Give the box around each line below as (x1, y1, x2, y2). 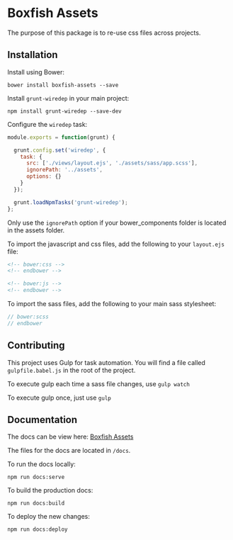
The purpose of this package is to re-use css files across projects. (7, 28, 201, 37)
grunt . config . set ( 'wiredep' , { (13, 147, 106, 154)
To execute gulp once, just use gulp (7, 393, 111, 402)
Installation (7, 49, 58, 61)
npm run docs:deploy (7, 526, 69, 533)
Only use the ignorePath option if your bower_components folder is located (7, 218, 227, 227)
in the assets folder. (7, 225, 65, 235)
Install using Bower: (7, 67, 65, 76)
